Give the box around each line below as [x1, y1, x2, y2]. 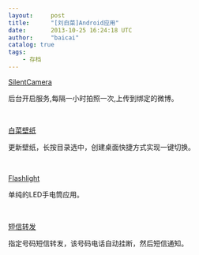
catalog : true [8, 41, 55, 49]
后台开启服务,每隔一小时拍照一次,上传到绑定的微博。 [8, 93, 179, 103]
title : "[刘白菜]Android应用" [8, 19, 120, 27]
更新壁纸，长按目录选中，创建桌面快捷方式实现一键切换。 [8, 142, 195, 152]
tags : [8, 48, 26, 56]
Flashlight [8, 173, 40, 182]
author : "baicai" [8, 33, 80, 42]
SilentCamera [8, 77, 53, 87]
